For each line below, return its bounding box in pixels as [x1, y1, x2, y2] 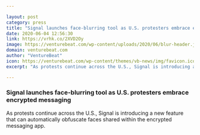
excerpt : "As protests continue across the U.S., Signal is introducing [6, 64, 190, 70]
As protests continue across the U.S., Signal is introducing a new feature [6, 109, 184, 117]
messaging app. [6, 122, 46, 129]
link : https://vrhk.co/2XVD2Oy [6, 36, 84, 42]
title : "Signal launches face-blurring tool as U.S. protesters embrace [6, 25, 190, 31]
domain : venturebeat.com [6, 47, 68, 54]
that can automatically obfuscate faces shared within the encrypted [6, 115, 172, 123]
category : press [6, 19, 46, 26]
